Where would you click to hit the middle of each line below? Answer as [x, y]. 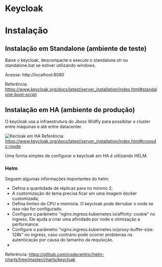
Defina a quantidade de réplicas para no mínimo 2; [62, 188]
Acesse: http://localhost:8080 [35, 75]
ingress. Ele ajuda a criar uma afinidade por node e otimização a [76, 219]
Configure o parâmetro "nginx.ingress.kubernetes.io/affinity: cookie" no [84, 214]
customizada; [26, 199]
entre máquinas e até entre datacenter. [44, 126]
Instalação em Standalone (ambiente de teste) [76, 48]
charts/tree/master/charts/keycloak [40, 260]
